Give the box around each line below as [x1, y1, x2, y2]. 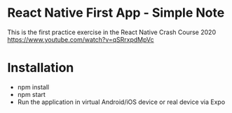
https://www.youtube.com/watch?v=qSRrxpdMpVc [7, 35, 154, 43]
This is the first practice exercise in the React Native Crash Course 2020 [7, 28, 216, 36]
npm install [17, 82, 50, 91]
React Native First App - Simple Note [7, 5, 225, 21]
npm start [17, 90, 46, 98]
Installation [7, 60, 74, 76]
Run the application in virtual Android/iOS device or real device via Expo [17, 98, 226, 106]
